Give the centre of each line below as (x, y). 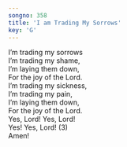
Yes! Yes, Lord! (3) (38, 127)
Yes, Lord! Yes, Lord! (42, 119)
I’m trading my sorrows (45, 53)
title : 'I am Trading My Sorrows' (65, 23)
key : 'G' (22, 30)
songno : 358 (28, 15)
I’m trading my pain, (40, 94)
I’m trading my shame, (44, 61)
